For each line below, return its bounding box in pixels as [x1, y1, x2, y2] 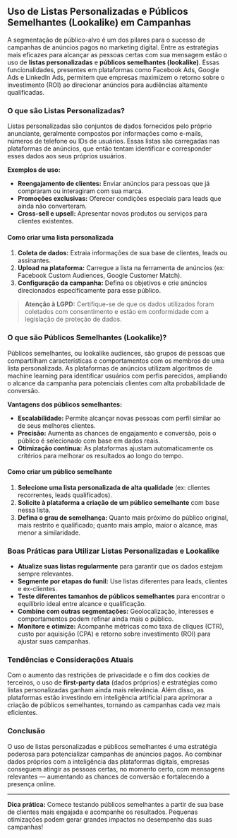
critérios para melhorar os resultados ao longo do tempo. [17, 451, 184, 460]
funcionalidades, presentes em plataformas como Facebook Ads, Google [7, 65, 220, 74]
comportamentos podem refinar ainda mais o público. [17, 615, 174, 623]
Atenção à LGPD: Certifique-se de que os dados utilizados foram [24, 300, 214, 308]
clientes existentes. [17, 217, 74, 226]
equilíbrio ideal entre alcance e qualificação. [17, 600, 147, 608]
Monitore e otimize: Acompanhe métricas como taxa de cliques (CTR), [17, 622, 224, 631]
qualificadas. [7, 88, 44, 96]
